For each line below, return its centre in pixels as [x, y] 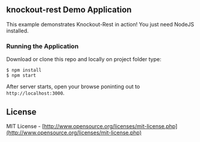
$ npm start [21, 75]
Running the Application [42, 46]
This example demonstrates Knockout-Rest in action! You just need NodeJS [100, 24]
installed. [17, 31]
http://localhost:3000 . [36, 93]
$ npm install [24, 70]
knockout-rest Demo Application [69, 10]
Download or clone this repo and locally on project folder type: [84, 59]
